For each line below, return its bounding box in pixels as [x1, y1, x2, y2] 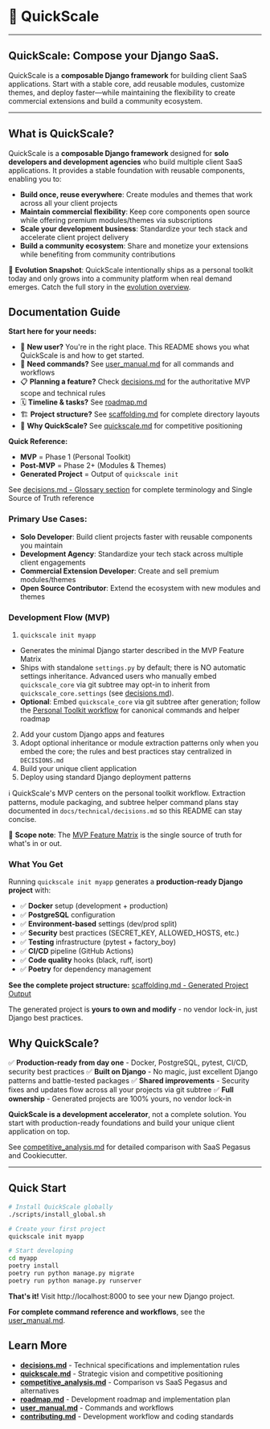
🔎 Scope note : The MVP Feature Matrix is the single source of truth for [8, 830, 243, 840]
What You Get [8, 858, 63, 869]
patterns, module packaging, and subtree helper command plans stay [8, 797, 239, 807]
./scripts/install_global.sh [8, 1210, 106, 1218]
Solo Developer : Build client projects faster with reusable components [19, 532, 253, 541]
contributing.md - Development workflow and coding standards [19, 1411, 235, 1421]
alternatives [19, 1386, 59, 1395]
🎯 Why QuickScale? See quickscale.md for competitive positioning [19, 421, 243, 431]
